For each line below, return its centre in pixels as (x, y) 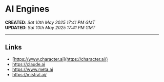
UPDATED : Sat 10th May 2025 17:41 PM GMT (50, 27)
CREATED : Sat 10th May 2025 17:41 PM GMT (50, 22)
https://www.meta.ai (32, 69)
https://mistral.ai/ (29, 74)
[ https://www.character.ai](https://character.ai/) (60, 59)
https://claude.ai (29, 64)
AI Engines (27, 9)
